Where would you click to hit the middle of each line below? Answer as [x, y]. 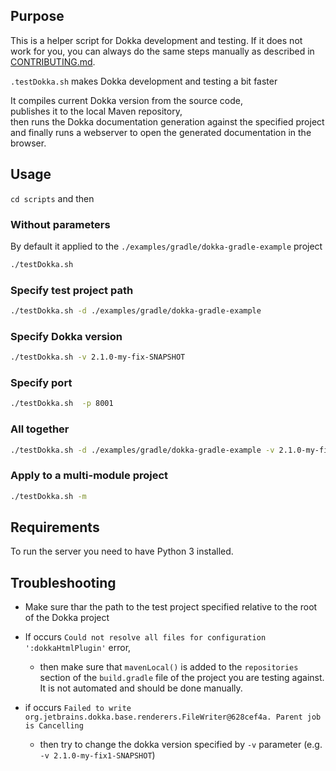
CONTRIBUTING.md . [53, 61]
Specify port [41, 383]
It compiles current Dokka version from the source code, [126, 100]
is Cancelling [54, 726]
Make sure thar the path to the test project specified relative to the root [171, 607]
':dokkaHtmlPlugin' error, [78, 648]
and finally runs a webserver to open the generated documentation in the [161, 132]
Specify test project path [72, 290]
